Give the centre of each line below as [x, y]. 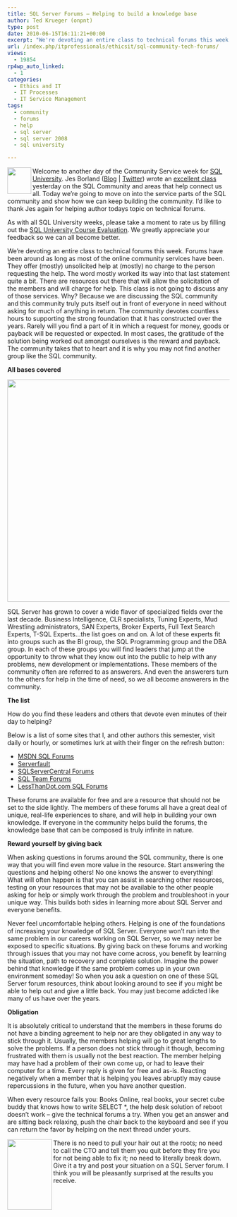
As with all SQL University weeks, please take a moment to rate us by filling [116, 222]
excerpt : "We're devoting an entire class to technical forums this [110, 40]
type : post [23, 27]
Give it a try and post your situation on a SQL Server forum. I [141, 1165]
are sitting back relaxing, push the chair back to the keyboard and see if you [118, 1122]
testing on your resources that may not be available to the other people [110, 888]
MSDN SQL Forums [45, 756]
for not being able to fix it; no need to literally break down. [137, 1158]
